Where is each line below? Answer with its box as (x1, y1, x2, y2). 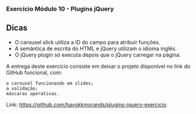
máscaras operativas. (6, 90, 60, 96)
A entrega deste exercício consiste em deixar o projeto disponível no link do (6, 63, 191, 70)
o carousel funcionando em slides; (6, 80, 94, 86)
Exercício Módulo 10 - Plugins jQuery (6, 5, 114, 13)
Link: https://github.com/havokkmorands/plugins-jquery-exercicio (6, 101, 167, 108)
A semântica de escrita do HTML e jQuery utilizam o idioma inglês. (14, 45, 177, 52)
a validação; (6, 85, 38, 92)
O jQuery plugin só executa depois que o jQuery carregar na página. (14, 51, 181, 58)
